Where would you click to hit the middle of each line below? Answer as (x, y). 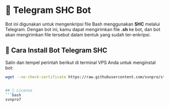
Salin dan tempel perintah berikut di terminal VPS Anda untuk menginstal (80, 62)
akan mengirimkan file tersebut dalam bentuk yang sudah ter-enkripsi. (78, 34)
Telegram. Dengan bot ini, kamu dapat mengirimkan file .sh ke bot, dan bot (83, 29)
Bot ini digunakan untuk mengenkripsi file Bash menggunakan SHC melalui (82, 24)
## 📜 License (19, 90)
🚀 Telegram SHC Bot (48, 10)
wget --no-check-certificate (36, 77)
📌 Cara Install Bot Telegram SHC (56, 50)
